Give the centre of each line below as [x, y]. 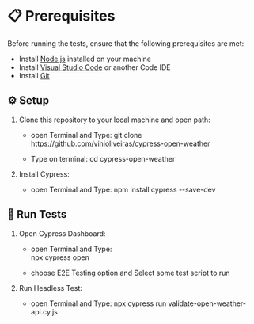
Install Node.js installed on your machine [85, 59]
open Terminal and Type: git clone [86, 135]
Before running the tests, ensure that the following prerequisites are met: [126, 43]
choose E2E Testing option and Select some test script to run [130, 273]
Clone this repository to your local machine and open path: [114, 120]
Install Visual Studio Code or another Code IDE [95, 67]
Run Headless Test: [50, 288]
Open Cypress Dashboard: [62, 233]
